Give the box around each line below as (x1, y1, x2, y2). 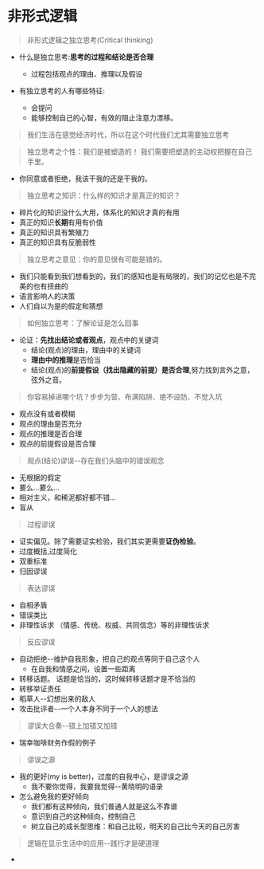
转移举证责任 (18, 683, 61, 694)
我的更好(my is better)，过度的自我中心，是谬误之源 (18, 771, 188, 781)
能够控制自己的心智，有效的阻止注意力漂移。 (30, 112, 178, 122)
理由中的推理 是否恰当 (30, 355, 101, 364)
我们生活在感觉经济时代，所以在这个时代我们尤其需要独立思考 (26, 129, 230, 140)
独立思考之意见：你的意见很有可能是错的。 (26, 254, 167, 264)
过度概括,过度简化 (18, 546, 77, 556)
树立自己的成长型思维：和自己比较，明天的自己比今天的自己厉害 (30, 821, 240, 831)
